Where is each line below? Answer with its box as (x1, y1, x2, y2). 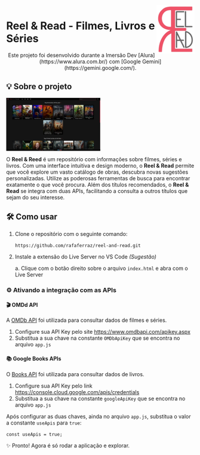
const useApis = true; (6, 431, 63, 437)
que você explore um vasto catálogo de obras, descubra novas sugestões (6, 168, 189, 176)
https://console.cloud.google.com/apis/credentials (14, 388, 140, 395)
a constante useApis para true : (6, 419, 82, 426)
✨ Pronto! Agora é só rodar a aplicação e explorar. (6, 442, 130, 449)
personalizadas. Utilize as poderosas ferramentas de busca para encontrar (6, 174, 190, 182)
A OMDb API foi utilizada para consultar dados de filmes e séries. (6, 316, 167, 324)
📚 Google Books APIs (6, 355, 61, 362)
